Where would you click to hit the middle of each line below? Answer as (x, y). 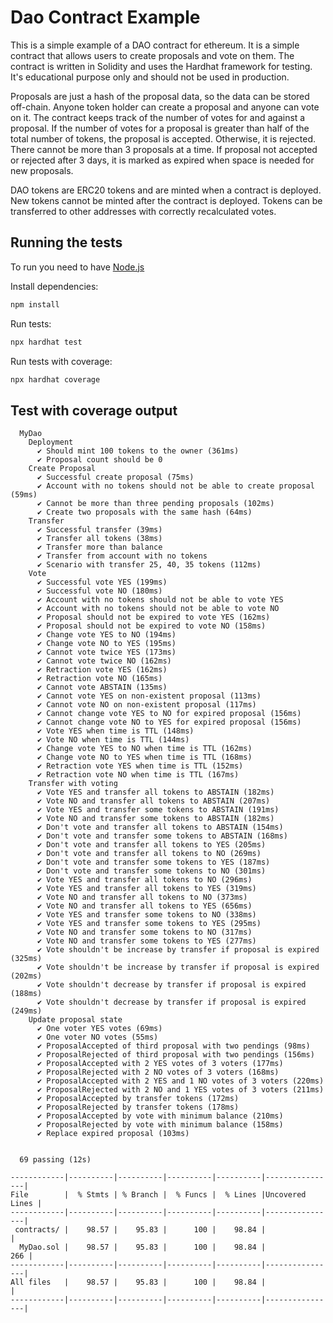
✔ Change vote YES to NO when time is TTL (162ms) (144, 749)
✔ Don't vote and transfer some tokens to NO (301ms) (151, 871)
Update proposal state (75, 1020)
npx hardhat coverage (55, 379)
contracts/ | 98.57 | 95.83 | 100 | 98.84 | (140, 1230)
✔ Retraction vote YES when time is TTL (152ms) (140, 766)
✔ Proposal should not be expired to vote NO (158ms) (151, 626)
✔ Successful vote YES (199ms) (102, 582)
